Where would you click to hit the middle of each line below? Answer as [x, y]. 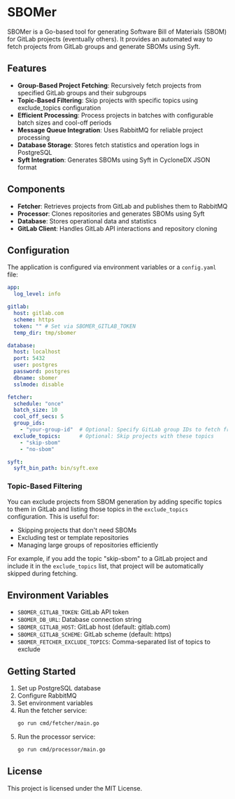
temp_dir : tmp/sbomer [45, 333]
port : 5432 [29, 359]
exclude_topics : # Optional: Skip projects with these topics [114, 436]
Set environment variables [55, 703]
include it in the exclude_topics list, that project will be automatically [106, 566]
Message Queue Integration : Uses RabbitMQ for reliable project [110, 130]
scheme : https [34, 319]
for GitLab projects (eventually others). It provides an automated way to [110, 39]
